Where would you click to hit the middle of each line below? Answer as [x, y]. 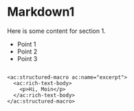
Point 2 [27, 51]
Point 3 [27, 58]
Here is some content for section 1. [56, 31]
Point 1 [26, 44]
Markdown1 [41, 12]
